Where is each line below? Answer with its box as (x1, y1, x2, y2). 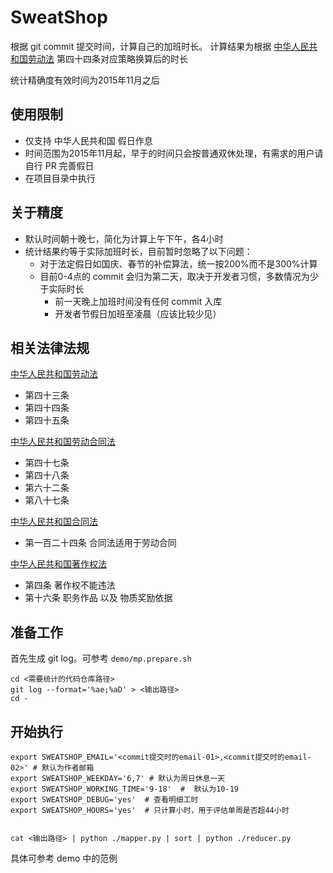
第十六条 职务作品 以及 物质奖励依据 (24, 592, 173, 604)
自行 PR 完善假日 (24, 159, 95, 171)
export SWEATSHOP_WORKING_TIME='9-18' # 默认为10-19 (10, 784, 239, 794)
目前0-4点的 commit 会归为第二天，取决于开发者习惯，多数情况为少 (39, 270, 319, 282)
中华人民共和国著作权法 (10, 558, 107, 570)
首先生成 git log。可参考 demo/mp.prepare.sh (10, 652, 192, 665)
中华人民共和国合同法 (10, 516, 98, 528)
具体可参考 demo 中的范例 (10, 852, 118, 864)
